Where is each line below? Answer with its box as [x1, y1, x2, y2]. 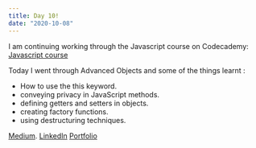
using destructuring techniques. [19, 115, 126, 125]
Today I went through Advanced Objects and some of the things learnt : [8, 65, 246, 75]
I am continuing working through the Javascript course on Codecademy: [8, 41, 250, 51]
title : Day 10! [8, 11, 60, 20]
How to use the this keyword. [19, 81, 118, 91]
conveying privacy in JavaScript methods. [19, 89, 159, 99]
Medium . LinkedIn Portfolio [8, 130, 98, 141]
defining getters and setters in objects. [19, 98, 149, 108]
